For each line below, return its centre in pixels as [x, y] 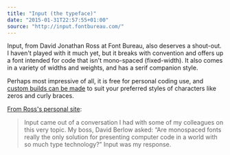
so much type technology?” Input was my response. [97, 145]
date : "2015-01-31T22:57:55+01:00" [58, 20]
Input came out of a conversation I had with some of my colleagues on [124, 123]
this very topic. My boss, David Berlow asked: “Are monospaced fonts [123, 130]
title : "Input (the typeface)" [52, 13]
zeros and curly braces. [41, 96]
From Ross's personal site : [45, 109]
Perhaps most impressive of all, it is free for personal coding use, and [105, 81]
